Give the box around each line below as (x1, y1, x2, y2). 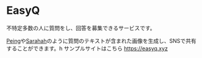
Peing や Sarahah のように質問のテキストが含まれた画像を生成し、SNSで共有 (6, 37, 197, 44)
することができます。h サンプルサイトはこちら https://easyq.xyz (6, 45, 168, 52)
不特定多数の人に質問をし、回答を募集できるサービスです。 (6, 24, 156, 31)
